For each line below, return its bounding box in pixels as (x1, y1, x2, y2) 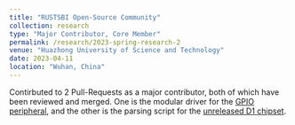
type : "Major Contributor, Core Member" (9, 29, 162, 38)
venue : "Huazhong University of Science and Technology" (9, 46, 225, 55)
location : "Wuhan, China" (9, 63, 105, 72)
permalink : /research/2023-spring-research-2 (9, 37, 180, 47)
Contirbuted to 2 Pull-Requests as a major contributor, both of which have (9, 86, 280, 98)
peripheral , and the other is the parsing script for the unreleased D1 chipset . (9, 105, 287, 116)
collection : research (9, 21, 90, 30)
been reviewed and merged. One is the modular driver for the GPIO (9, 96, 255, 106)
